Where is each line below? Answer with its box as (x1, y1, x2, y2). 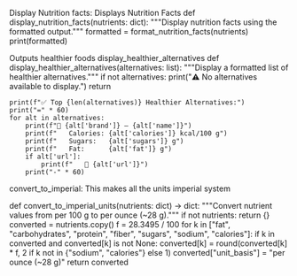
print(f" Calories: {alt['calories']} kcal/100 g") (25, 129, 228, 138)
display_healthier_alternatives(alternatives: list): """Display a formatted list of (9, 62, 289, 73)
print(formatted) (9, 35, 68, 46)
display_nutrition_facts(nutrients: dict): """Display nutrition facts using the (9, 17, 277, 27)
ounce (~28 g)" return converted (9, 257, 129, 267)
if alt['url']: (25, 152, 82, 161)
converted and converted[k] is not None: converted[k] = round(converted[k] (9, 238, 288, 249)
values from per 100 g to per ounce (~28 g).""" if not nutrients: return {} (9, 210, 270, 220)
